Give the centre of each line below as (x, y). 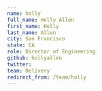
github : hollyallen (35, 58)
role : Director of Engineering (51, 52)
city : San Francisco (36, 39)
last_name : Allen (32, 32)
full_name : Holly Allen (41, 20)
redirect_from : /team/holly (47, 77)
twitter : (19, 64)
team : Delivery (29, 70)
